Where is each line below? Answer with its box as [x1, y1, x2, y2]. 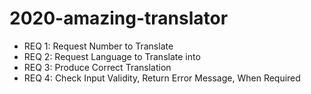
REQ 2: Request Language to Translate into [23, 50, 201, 62]
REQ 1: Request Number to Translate [23, 40, 174, 52]
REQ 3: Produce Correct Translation [23, 61, 172, 73]
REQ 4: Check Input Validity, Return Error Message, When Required [23, 72, 301, 84]
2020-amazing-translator [9, 7, 229, 30]
